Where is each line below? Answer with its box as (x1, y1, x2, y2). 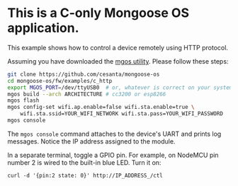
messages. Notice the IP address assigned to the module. (7, 136, 176, 146)
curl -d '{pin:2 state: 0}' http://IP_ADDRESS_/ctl (7, 172, 163, 179)
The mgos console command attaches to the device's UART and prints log (7, 129, 222, 138)
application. (7, 20, 79, 36)
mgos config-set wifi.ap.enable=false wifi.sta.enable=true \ (7, 104, 195, 111)
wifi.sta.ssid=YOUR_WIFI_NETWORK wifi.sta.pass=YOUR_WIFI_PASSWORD (20, 110, 223, 117)
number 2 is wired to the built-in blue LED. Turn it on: (7, 158, 161, 167)
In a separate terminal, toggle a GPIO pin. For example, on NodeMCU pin (7, 151, 219, 159)
